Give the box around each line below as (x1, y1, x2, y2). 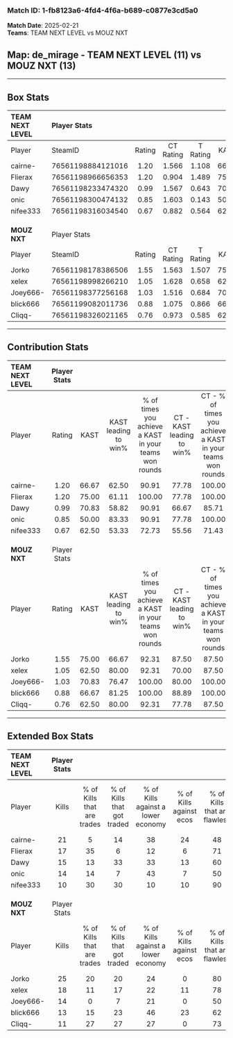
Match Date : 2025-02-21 (7, 22, 79, 30)
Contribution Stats (7, 341, 89, 353)
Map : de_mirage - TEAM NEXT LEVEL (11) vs (7, 49, 202, 60)
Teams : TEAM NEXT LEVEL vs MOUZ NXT (7, 28, 128, 37)
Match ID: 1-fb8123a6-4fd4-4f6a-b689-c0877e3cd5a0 (7, 6, 199, 15)
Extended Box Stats (7, 730, 94, 742)
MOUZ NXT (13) (7, 60, 76, 72)
